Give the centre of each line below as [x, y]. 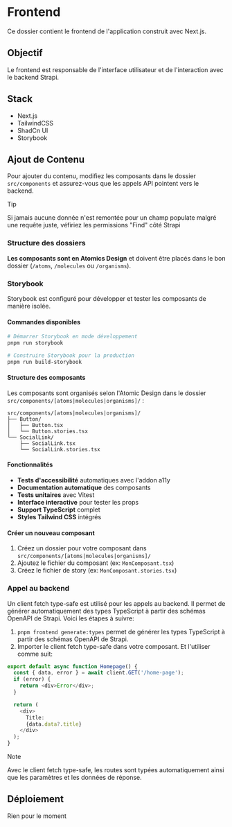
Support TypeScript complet [59, 510]
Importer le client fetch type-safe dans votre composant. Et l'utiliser [114, 646]
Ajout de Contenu [46, 159]
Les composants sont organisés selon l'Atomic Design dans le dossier [107, 393]
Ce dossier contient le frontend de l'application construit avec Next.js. [107, 31]
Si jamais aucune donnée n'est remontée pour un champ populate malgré [112, 218]
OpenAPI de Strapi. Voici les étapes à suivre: [71, 618]
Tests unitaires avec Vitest [56, 495]
